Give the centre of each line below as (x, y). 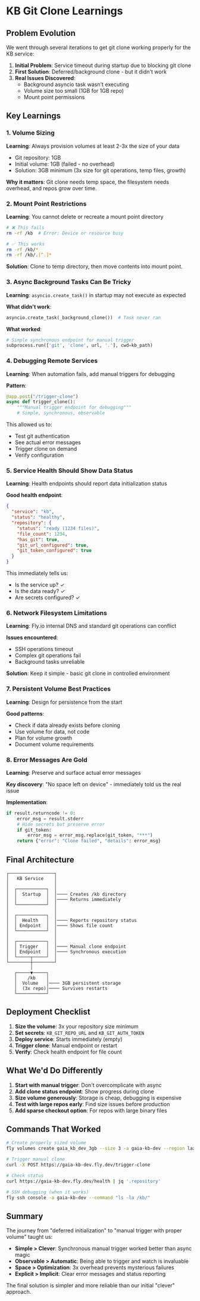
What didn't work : (29, 307)
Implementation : (27, 802)
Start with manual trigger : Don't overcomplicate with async (88, 1085)
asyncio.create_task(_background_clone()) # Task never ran (84, 317)
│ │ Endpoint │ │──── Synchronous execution (66, 952)
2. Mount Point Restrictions (46, 203)
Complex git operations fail (48, 655)
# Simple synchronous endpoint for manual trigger (70, 340)
